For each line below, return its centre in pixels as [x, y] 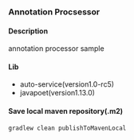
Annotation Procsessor [54, 12]
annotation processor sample [57, 49]
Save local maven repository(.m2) [66, 111]
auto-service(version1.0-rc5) [67, 84]
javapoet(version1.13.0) [57, 93]
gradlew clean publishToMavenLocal [67, 128]
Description [28, 31]
